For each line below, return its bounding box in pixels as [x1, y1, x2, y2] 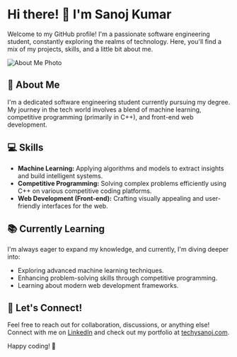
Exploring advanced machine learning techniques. [17, 267, 164, 275]
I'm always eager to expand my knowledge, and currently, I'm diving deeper [7, 245, 229, 254]
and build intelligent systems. [17, 171, 103, 180]
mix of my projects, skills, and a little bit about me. [7, 45, 154, 53]
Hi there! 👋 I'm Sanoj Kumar [7, 6, 172, 23]
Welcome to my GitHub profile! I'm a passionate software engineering [7, 30, 210, 38]
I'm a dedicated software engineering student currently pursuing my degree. [7, 98, 231, 106]
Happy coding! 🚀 [7, 342, 57, 351]
